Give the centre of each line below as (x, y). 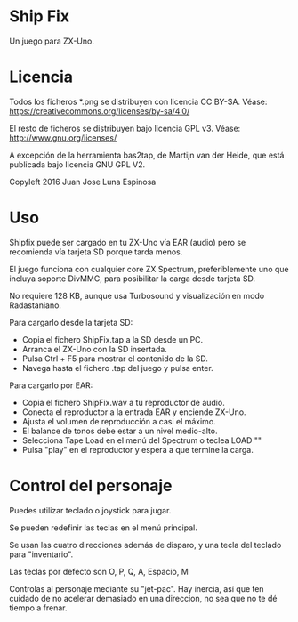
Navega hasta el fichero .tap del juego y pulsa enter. (117, 368)
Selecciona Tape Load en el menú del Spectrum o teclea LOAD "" (142, 440)
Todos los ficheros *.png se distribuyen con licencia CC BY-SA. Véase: (138, 101)
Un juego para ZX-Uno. (52, 41)
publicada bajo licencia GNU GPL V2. (77, 164)
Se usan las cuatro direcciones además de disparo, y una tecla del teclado (145, 545)
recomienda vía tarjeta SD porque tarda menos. (96, 252)
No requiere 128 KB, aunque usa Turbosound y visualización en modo (137, 295)
